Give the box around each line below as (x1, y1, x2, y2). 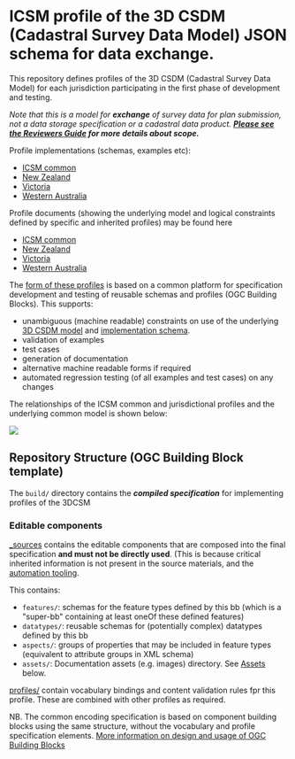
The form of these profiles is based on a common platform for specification (9, 279, 284, 290)
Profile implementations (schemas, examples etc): (9, 144, 192, 156)
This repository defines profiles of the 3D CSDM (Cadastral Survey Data (9, 73, 271, 83)
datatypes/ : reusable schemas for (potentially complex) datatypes (21, 621, 263, 631)
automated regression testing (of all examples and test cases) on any (21, 372, 274, 383)
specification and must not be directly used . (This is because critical (9, 549, 261, 560)
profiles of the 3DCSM (9, 497, 91, 507)
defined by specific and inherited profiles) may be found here (9, 217, 232, 228)
